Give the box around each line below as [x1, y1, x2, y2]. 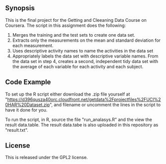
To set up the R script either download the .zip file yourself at [5, 91, 130, 97]
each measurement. [12, 42, 54, 49]
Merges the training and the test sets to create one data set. [12, 32, 135, 38]
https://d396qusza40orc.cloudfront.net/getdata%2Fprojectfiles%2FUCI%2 [7, 96, 161, 102]
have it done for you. [5, 107, 48, 113]
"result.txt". [5, 127, 29, 133]
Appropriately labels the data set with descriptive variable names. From [12, 53, 159, 59]
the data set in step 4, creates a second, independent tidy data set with [12, 58, 159, 64]
